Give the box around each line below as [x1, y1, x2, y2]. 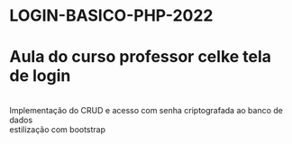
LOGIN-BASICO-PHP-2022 [9, 5, 214, 26]
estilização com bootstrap [9, 124, 106, 135]
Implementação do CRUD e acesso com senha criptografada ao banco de [9, 105, 284, 116]
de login [9, 66, 71, 86]
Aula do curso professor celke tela [9, 47, 272, 67]
